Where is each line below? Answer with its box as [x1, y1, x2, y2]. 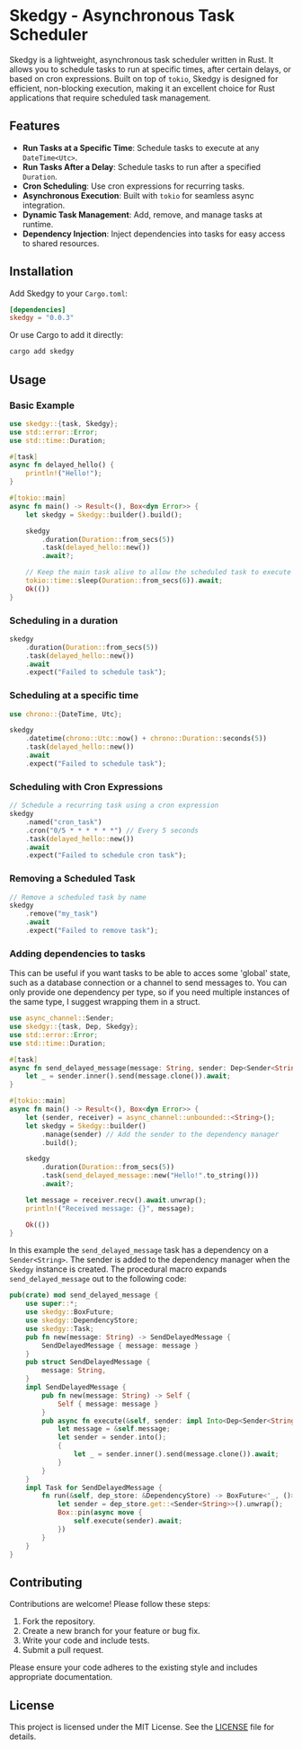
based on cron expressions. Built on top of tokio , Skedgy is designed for [9, 73, 279, 84]
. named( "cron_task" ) [25, 817, 102, 827]
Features [9, 119, 60, 134]
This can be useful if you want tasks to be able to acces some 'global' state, [9, 968, 290, 979]
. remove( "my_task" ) [25, 910, 99, 919]
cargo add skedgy [9, 347, 75, 356]
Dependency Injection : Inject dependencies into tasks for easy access [22, 228, 286, 239]
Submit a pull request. [22, 1645, 104, 1656]
